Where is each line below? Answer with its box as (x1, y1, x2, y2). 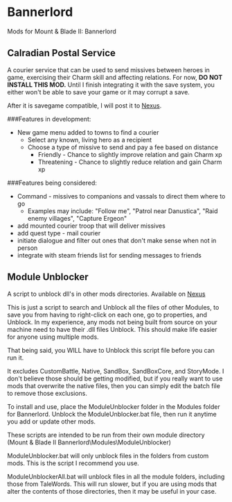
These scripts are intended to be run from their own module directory (7, 430, 206, 439)
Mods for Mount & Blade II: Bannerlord (7, 27, 116, 35)
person (17, 244, 38, 252)
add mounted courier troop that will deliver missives (17, 221, 166, 230)
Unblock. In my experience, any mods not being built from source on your (7, 317, 218, 326)
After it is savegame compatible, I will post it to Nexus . (7, 101, 162, 110)
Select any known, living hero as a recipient (27, 135, 152, 144)
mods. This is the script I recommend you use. (7, 459, 140, 467)
